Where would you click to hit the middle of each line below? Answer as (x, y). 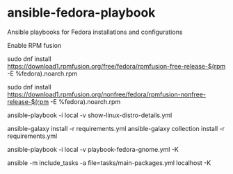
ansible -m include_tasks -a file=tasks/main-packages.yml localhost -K (109, 163)
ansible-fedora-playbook (81, 13)
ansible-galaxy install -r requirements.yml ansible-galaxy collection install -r (116, 128)
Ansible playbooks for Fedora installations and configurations (95, 32)
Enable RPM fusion (34, 45)
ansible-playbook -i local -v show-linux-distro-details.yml (90, 115)
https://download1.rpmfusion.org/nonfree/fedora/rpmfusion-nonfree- (107, 94)
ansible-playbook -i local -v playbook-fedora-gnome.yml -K (93, 149)
